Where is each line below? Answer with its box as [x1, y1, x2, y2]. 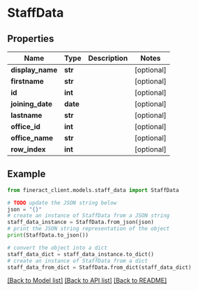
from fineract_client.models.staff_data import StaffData [7, 186, 179, 193]
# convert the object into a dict [7, 244, 108, 251]
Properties [7, 33, 54, 45]
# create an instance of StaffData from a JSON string [7, 212, 170, 219]
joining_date [10, 99, 53, 109]
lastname [10, 110, 43, 120]
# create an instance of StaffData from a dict [7, 257, 148, 264]
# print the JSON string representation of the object [7, 225, 170, 232]
